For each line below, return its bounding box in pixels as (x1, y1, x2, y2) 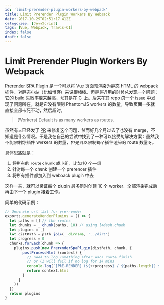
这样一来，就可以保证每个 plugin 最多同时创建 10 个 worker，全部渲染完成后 (5, 183, 158, 188)
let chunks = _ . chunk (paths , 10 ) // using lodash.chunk (9, 223, 125, 228)
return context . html (26, 268, 69, 273)
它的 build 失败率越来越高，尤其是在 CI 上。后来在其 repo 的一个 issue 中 (5, 95, 151, 101)
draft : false (5, 35, 32, 40)
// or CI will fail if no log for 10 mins (26, 259, 115, 264)
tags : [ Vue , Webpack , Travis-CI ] (5, 25, 73, 30)
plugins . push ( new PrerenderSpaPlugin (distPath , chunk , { (14, 245, 132, 250)
